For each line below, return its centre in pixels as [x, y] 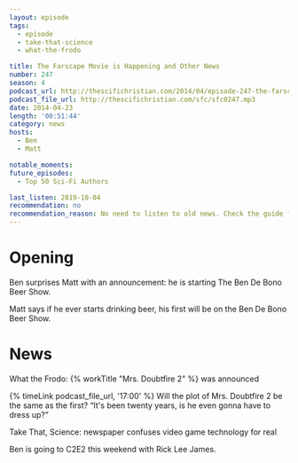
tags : [19, 26]
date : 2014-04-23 [41, 107]
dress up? [27, 414]
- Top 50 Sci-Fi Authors [63, 181]
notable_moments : [41, 165]
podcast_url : [33, 91]
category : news [37, 124]
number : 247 [31, 75]
